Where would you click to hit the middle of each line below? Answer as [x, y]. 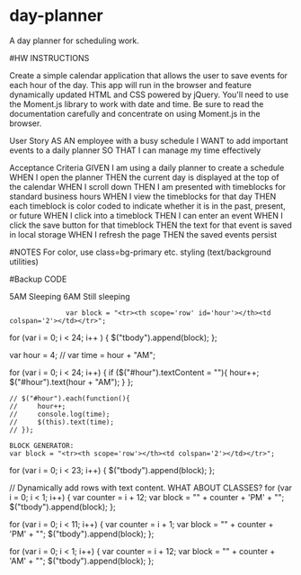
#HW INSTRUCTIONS [49, 58]
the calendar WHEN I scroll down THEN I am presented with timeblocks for [147, 186]
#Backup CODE [38, 279]
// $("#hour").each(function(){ [70, 398]
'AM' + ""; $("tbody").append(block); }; [82, 561]
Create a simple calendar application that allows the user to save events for [149, 75]
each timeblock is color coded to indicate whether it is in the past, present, [147, 206]
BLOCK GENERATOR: [42, 445]
